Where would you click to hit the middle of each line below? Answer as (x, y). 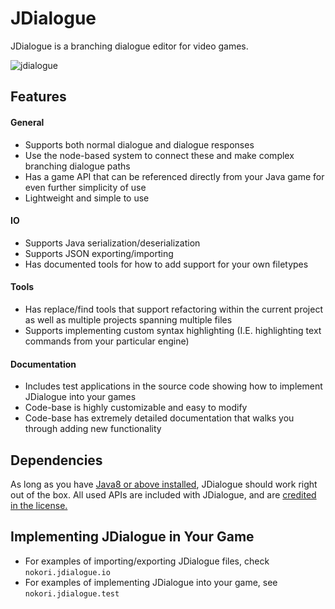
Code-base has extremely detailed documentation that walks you (159, 418)
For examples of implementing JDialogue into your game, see (151, 582)
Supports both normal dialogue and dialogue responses (139, 144)
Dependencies (56, 460)
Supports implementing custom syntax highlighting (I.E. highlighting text (173, 330)
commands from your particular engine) (107, 341)
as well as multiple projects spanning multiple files (128, 319)
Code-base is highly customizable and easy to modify (136, 408)
